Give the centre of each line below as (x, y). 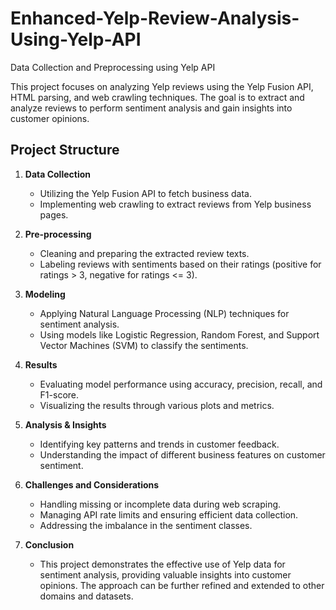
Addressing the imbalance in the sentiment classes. (146, 525)
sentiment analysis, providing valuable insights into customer (165, 574)
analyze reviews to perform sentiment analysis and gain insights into (151, 108)
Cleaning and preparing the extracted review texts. (144, 253)
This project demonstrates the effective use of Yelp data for (162, 564)
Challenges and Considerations (92, 484)
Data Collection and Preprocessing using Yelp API (113, 67)
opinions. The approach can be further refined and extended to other (182, 585)
